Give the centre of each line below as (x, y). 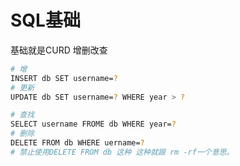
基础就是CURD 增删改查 (59, 50)
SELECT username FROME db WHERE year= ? (93, 124)
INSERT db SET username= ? (64, 78)
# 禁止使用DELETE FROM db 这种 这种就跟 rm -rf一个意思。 (122, 152)
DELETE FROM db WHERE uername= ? (77, 143)
